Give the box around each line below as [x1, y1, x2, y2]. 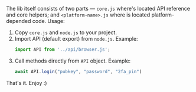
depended [6, 18, 31, 24]
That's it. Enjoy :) [6, 79, 47, 86]
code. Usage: [32, 18, 65, 24]
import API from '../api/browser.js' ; [14, 47, 110, 52]
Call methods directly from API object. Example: [14, 57, 131, 64]
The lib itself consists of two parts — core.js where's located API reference [6, 5, 191, 12]
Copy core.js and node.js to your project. [14, 29, 117, 36]
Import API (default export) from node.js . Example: [14, 35, 138, 42]
